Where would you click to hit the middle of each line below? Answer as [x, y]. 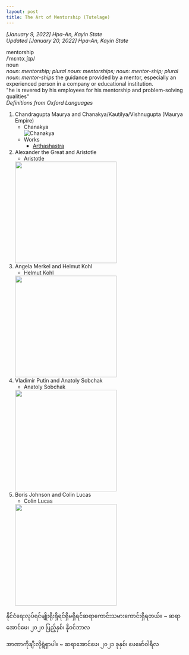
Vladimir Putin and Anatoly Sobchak [59, 380]
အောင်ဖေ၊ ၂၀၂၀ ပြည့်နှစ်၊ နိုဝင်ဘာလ [48, 627]
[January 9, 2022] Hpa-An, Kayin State [54, 34]
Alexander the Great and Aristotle [56, 152]
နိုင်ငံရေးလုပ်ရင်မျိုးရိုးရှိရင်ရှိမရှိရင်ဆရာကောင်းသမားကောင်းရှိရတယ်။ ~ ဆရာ [94, 616]
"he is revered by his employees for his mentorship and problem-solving [94, 90]
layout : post [22, 12]
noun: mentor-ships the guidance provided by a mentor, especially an [91, 77]
